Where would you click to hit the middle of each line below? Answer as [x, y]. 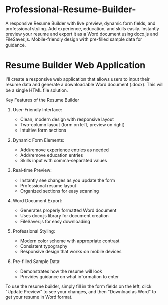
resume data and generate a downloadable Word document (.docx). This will [85, 84]
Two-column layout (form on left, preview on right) [72, 124]
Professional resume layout [48, 185]
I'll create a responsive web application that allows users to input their [77, 79]
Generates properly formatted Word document [68, 210]
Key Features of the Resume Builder [42, 100]
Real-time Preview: [32, 170]
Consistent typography [44, 246]
